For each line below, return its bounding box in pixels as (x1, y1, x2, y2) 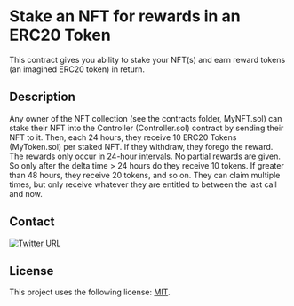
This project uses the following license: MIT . (9, 286, 171, 298)
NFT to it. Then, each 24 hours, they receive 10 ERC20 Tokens (9, 131, 237, 143)
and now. (9, 188, 43, 199)
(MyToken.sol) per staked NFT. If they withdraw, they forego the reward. (9, 141, 274, 152)
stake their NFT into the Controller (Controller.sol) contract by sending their (9, 122, 284, 133)
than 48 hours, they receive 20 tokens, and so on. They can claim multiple (9, 169, 281, 180)
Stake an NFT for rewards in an (9, 6, 242, 27)
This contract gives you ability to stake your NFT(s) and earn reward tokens (9, 54, 286, 65)
